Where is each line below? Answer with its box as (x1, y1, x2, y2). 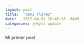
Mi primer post (5, 35, 35, 41)
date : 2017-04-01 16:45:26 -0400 (5, 16, 79, 21)
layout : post (5, 7, 32, 12)
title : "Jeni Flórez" (5, 12, 52, 17)
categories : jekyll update (5, 21, 61, 26)
